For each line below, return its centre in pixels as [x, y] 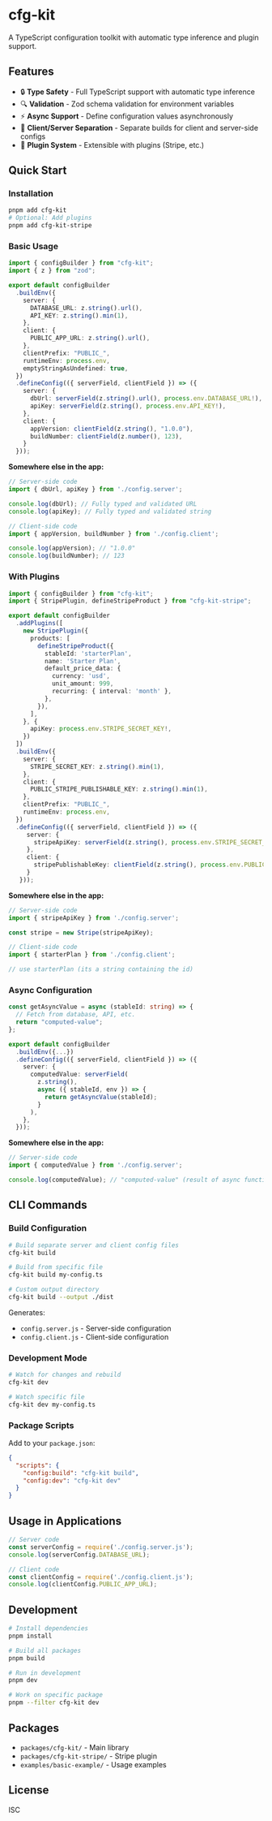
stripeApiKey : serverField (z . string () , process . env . [125, 842]
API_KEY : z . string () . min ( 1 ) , [79, 315]
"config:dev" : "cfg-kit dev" [72, 1480]
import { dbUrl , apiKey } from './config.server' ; [96, 490]
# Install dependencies [49, 1629]
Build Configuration [48, 1228]
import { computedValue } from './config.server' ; [96, 1165]
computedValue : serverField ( [79, 1074]
